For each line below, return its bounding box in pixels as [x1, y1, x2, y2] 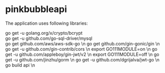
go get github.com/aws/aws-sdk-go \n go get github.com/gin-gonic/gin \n [5, 40, 160, 46]
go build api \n [5, 62, 35, 68]
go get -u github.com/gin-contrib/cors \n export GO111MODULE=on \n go [5, 46, 157, 52]
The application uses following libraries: [5, 20, 88, 26]
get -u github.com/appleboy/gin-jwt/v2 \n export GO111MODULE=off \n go [5, 51, 160, 57]
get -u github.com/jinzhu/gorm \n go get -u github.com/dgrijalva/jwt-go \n [5, 56, 160, 62]
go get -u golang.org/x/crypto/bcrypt [5, 30, 83, 36]
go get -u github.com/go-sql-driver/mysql [5, 35, 92, 41]
